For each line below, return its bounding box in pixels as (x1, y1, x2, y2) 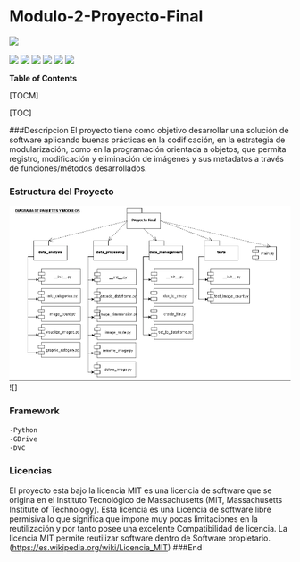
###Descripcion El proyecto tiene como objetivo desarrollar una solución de (9, 124, 289, 135)
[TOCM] (9, 89, 39, 100)
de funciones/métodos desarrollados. (9, 163, 147, 174)
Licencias (9, 464, 52, 477)
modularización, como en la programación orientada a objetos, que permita (9, 143, 287, 154)
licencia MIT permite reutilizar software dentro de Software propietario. (9, 532, 271, 543)
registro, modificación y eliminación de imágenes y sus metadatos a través (9, 153, 284, 164)
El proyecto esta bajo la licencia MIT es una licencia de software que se (9, 485, 272, 496)
